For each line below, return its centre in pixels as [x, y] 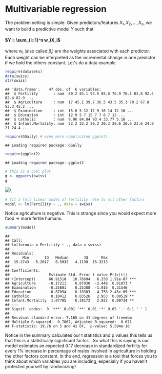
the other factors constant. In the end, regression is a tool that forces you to [81, 356]
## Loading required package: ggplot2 [44, 163]
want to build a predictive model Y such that [49, 29]
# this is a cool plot [28, 172]
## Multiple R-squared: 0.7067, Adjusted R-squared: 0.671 [69, 322]
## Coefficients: [23, 271]
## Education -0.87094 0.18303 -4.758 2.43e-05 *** [71, 292]
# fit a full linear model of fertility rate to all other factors [75, 199]
